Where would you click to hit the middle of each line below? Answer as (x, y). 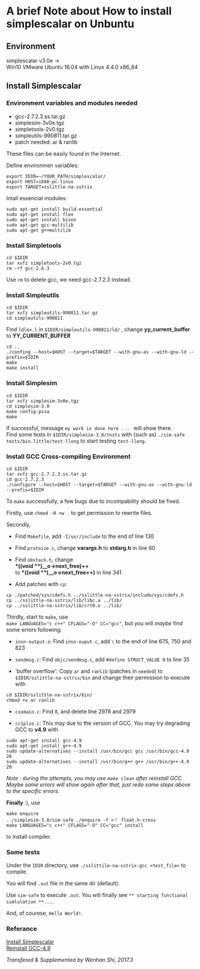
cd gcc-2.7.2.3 (25, 479)
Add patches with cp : (41, 584)
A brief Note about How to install (89, 11)
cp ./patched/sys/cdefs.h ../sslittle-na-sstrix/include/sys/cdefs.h (95, 595)
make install (23, 368)
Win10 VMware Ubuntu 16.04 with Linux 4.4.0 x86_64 (72, 67)
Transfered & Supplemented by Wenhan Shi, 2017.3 (70, 960)
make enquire (23, 813)
